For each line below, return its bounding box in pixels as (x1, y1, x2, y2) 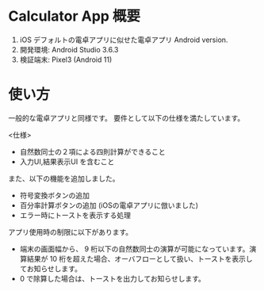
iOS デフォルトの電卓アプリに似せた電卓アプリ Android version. (19, 35, 228, 44)
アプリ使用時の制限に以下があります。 (8, 227, 133, 236)
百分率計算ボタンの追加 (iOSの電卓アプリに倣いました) (19, 200, 199, 210)
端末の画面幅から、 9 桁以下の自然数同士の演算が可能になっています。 (19, 243, 250, 254)
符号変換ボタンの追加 (19, 190, 90, 200)
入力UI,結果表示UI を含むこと (19, 156, 115, 167)
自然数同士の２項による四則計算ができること (19, 147, 166, 156)
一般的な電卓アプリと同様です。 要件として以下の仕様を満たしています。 (8, 113, 245, 123)
